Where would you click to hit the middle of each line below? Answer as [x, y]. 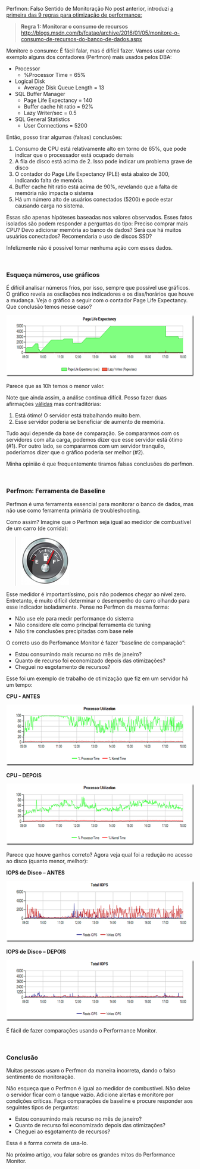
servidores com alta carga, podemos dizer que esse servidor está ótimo [94, 440]
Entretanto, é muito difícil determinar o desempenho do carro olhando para [98, 600]
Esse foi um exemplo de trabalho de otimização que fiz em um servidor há [97, 678]
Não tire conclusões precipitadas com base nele [74, 631]
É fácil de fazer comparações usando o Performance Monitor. [82, 1030]
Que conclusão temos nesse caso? [49, 307]
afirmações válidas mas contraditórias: [54, 404]
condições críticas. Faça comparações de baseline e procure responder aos [100, 1101]
